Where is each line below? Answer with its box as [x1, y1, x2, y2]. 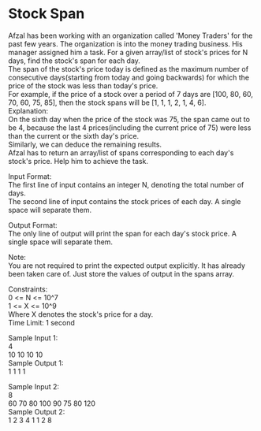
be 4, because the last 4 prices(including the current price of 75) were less [8, 123, 252, 132]
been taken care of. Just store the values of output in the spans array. [8, 269, 235, 278]
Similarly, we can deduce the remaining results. [8, 139, 162, 149]
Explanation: [8, 106, 49, 115]
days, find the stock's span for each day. [8, 56, 140, 65]
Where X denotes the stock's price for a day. [8, 309, 154, 319]
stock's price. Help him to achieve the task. [8, 156, 148, 165]
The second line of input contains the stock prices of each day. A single [8, 196, 241, 206]
